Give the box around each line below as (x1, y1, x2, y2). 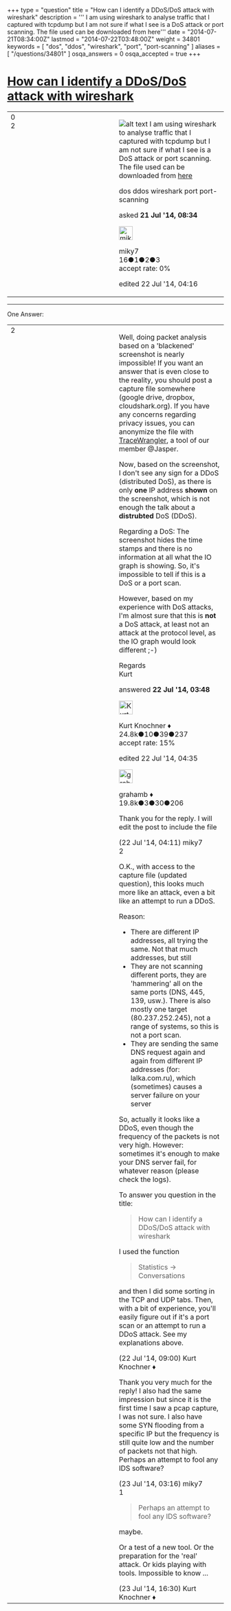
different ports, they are (130, 969, 207, 979)
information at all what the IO (119, 552, 212, 562)
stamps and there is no (119, 543, 192, 553)
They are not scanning (130, 961, 203, 971)
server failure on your (130, 1090, 200, 1099)
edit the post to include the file (119, 822, 217, 831)
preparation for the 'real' (119, 1550, 198, 1560)
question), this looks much (119, 879, 205, 888)
